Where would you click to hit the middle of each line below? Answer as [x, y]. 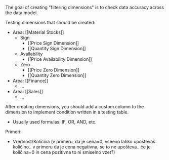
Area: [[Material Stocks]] [38, 32]
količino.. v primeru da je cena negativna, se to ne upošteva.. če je [81, 147]
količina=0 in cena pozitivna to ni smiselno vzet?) [64, 152]
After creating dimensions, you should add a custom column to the [75, 107]
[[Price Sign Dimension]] [53, 43]
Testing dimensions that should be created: [50, 23]
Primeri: [13, 132]
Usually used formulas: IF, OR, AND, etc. [54, 122]
